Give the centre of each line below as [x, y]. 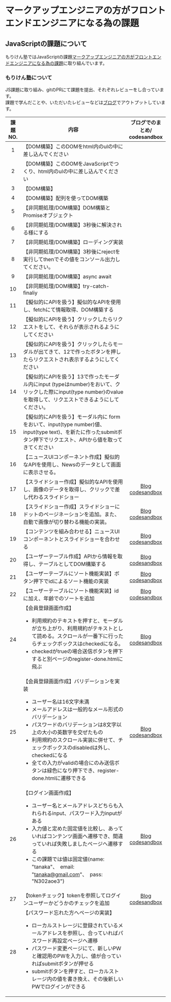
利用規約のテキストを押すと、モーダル [77, 621]
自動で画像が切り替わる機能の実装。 [66, 522]
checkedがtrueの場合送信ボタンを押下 [77, 652]
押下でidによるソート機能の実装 [71, 581]
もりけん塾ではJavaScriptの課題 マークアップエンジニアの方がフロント [79, 57]
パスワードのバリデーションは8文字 [74, 725]
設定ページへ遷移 [78, 941]
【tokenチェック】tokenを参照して [64, 895]
